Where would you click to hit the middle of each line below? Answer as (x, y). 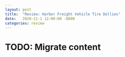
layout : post (18, 9)
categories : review (25, 23)
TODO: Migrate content (53, 47)
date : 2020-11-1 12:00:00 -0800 (40, 19)
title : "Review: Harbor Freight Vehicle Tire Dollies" (63, 14)
